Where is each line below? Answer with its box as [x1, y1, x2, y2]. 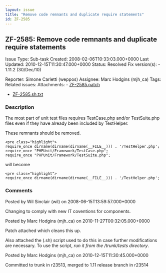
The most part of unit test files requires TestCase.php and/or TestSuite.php [5, 115, 160, 121]
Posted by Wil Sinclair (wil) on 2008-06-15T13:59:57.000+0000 [5, 198, 136, 205]
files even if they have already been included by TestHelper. [5, 120, 128, 126]
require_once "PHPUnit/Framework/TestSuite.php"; [5, 153, 111, 158]
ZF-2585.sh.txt [12, 91, 43, 97]
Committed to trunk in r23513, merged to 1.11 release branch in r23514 [5, 262, 149, 268]
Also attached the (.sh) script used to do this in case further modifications [5, 237, 157, 243]
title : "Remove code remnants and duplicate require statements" [5, 12, 144, 17]
